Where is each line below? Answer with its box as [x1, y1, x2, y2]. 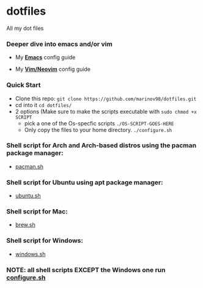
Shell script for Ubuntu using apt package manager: [6, 178, 163, 186]
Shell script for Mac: [6, 207, 68, 216]
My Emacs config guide [15, 54, 76, 61]
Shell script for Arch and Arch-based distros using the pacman [6, 141, 197, 150]
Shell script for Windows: [6, 237, 84, 245]
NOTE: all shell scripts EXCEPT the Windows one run [6, 265, 166, 274]
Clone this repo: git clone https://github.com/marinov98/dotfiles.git [15, 95, 197, 102]
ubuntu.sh [15, 192, 41, 199]
